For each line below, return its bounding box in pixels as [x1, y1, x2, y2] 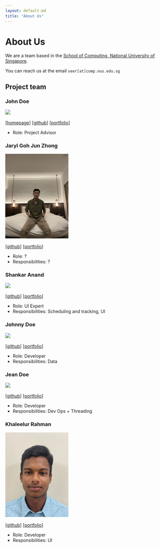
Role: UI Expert [12, 303, 44, 309]
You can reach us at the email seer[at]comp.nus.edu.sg [5, 68, 120, 74]
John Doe [5, 98, 29, 105]
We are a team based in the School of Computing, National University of [5, 53, 155, 59]
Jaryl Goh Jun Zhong [5, 142, 58, 149]
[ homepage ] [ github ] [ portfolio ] [5, 120, 71, 126]
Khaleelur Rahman [5, 420, 51, 427]
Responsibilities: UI [12, 537, 52, 543]
